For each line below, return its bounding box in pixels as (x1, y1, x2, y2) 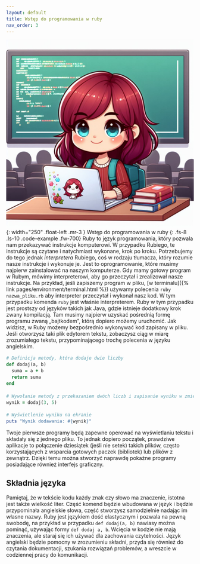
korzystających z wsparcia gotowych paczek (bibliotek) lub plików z (6, 448, 173, 455)
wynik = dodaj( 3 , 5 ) (6, 399, 58, 406)
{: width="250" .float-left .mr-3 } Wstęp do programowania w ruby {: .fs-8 (6, 229, 187, 236)
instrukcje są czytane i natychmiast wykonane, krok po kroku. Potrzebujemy (6, 248, 193, 255)
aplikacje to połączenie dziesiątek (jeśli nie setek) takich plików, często (6, 442, 180, 449)
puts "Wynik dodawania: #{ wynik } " (6, 418, 92, 424)
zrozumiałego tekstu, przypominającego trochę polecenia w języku (6, 336, 171, 344)
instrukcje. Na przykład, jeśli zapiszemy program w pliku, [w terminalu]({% (6, 280, 189, 287)
